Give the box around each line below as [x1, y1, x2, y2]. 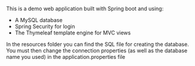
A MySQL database [14, 17, 63, 23]
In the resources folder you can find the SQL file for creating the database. [6, 41, 189, 48]
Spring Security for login [14, 23, 76, 30]
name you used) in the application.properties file [6, 54, 125, 60]
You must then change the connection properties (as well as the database [6, 47, 188, 54]
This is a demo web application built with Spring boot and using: [6, 5, 164, 12]
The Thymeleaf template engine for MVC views [14, 29, 131, 36]
